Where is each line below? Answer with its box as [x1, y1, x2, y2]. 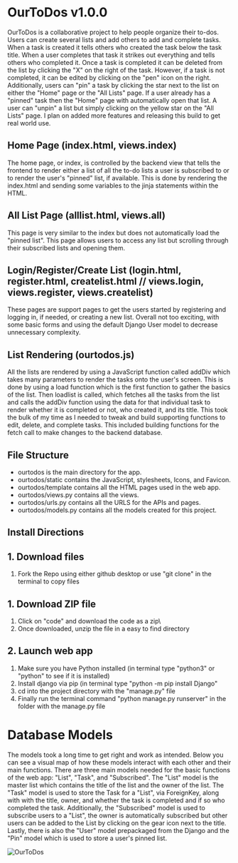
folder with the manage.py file [17, 702, 106, 710]
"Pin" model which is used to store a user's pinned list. [7, 834, 168, 842]
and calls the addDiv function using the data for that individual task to [7, 398, 211, 407]
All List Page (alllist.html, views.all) [7, 210, 166, 222]
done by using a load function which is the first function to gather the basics [7, 383, 231, 392]
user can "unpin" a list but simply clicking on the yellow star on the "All [7, 103, 215, 112]
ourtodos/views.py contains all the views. [17, 491, 140, 499]
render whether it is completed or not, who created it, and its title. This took [7, 406, 229, 414]
